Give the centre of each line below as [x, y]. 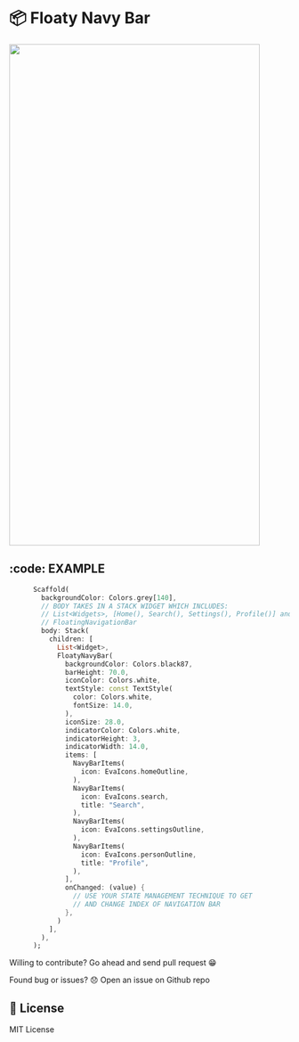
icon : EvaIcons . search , [125, 796]
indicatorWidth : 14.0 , [107, 747]
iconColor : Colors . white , [113, 681]
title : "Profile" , [115, 863]
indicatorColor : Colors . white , [123, 730]
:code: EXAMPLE [57, 569]
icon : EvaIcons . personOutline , [139, 854]
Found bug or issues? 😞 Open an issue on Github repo [110, 980]
